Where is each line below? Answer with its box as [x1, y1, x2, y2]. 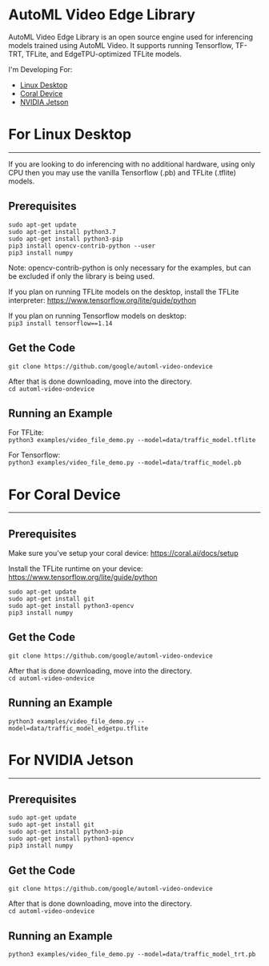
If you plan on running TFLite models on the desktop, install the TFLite [8, 287, 239, 296]
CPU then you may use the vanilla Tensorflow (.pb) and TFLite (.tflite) [8, 167, 236, 177]
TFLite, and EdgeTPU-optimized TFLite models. [25, 49, 183, 58]
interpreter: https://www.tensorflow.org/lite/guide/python [8, 295, 197, 305]
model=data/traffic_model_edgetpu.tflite [8, 724, 149, 732]
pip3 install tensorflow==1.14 [8, 319, 113, 328]
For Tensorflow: [8, 450, 61, 460]
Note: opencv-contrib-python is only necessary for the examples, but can [8, 263, 251, 272]
